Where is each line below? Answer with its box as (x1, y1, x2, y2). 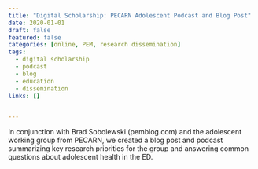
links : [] (8, 92, 41, 100)
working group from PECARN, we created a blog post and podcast (8, 135, 223, 145)
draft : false (8, 26, 51, 34)
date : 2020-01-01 (8, 19, 65, 27)
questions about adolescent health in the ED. (8, 152, 153, 162)
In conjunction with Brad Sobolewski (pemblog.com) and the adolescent (8, 127, 242, 137)
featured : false (8, 33, 61, 42)
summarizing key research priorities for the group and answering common (8, 144, 249, 153)
